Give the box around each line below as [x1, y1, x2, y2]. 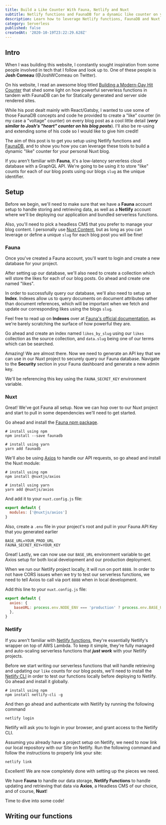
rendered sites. [5, 97, 36, 103]
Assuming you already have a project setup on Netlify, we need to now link [5, 739, 157, 745]
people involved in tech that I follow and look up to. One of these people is [5, 67, 157, 73]
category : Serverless [5, 21, 50, 26]
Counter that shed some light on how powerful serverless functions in [5, 87, 147, 93]
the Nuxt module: [5, 460, 41, 466]
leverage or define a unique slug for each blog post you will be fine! [5, 231, 143, 237]
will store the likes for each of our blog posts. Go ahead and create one [5, 275, 150, 281]
